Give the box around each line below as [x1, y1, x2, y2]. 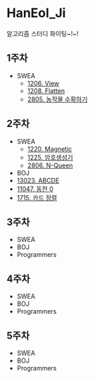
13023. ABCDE [16, 176, 60, 185]
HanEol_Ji [6, 5, 66, 21]
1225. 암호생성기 [27, 153, 73, 161]
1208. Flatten [27, 87, 65, 95]
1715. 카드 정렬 [16, 193, 58, 202]
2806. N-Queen [27, 161, 73, 170]
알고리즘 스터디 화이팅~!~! [6, 29, 79, 38]
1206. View [27, 79, 60, 87]
